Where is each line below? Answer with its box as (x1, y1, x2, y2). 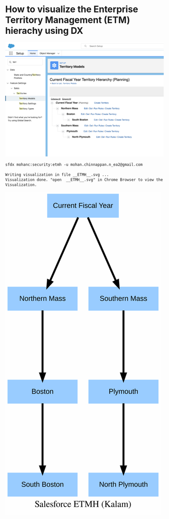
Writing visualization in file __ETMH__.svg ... (5, 172, 109, 177)
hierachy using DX (5, 25, 83, 36)
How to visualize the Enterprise (5, 4, 138, 15)
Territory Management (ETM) (5, 14, 130, 26)
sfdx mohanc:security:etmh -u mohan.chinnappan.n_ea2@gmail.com (5, 162, 143, 167)
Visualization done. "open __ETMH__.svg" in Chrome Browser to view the (5, 177, 163, 182)
